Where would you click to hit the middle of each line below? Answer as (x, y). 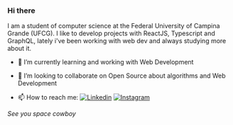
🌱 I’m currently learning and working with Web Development (105, 62)
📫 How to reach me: (48, 97)
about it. (20, 49)
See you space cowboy (42, 114)
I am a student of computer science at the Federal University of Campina (114, 26)
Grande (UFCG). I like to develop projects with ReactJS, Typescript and (111, 33)
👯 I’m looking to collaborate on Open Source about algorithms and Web (121, 76)
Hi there (21, 11)
